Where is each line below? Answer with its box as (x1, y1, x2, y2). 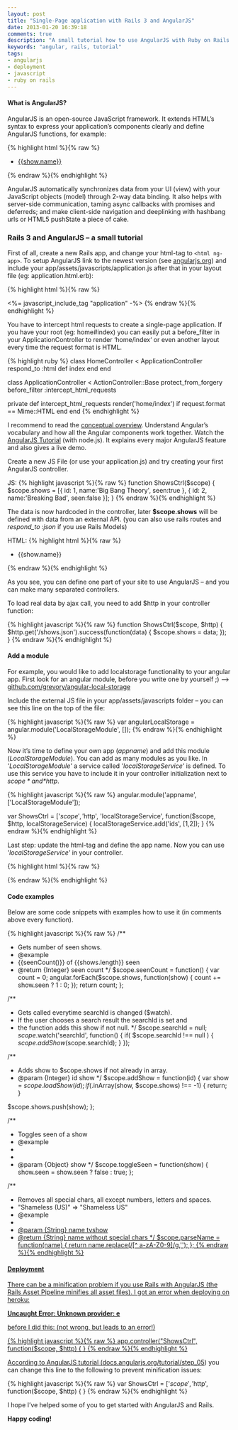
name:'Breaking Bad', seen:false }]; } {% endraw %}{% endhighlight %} (7, 493, 216, 502)
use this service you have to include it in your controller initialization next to (7, 769, 227, 778)
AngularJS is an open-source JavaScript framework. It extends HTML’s (7, 114, 215, 123)
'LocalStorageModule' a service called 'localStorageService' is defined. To (7, 762, 226, 770)
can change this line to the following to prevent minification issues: (7, 1366, 202, 1375)
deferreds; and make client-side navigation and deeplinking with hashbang (7, 207, 226, 215)
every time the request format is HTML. (7, 343, 123, 351)
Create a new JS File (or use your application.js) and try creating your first (7, 457, 224, 466)
